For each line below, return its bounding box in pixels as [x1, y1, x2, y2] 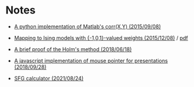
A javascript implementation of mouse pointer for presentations [14, 57, 168, 64]
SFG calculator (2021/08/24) [14, 75, 84, 82]
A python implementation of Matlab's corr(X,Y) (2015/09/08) [14, 23, 162, 30]
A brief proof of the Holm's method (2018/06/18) [14, 45, 132, 53]
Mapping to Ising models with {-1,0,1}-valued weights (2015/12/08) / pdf [14, 34, 188, 41]
